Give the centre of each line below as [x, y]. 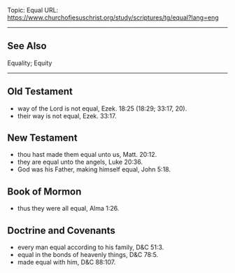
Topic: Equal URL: [33, 10]
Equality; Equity [30, 63]
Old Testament [40, 91]
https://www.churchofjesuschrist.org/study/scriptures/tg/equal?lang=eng [113, 17]
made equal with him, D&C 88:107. [66, 262]
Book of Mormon [44, 191]
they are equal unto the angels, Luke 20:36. [80, 162]
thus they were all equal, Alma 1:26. [68, 209]
